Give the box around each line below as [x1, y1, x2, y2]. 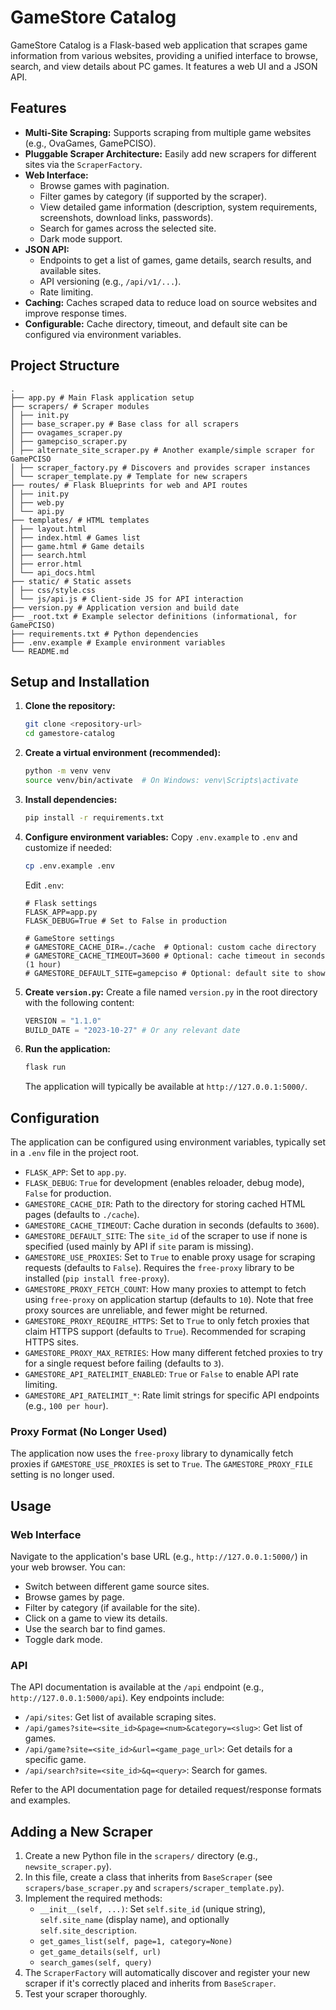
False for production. [24, 1187, 112, 1200]
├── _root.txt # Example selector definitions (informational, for [10, 611, 298, 621]
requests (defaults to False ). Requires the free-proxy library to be [24, 1262, 295, 1274]
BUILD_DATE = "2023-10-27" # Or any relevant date [24, 1025, 241, 1035]
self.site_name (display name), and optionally [39, 1914, 230, 1926]
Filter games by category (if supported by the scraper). [39, 190, 267, 202]
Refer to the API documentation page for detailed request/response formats [10, 1784, 322, 1796]
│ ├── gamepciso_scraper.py [10, 436, 128, 446]
